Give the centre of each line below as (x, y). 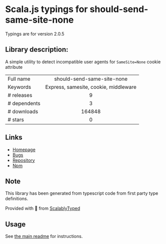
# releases (20, 95)
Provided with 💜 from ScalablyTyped (43, 208)
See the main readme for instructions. (44, 236)
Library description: (37, 49)
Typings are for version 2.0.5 (35, 34)
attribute (14, 67)
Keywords (19, 87)
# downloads (23, 111)
